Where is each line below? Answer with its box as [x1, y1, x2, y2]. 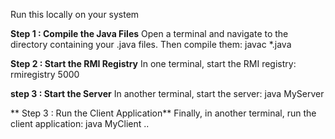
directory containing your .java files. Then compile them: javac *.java [10, 39, 292, 50]
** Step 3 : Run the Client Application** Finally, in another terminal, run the [10, 107, 317, 119]
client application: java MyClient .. [10, 118, 150, 129]
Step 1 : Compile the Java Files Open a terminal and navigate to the [10, 28, 289, 39]
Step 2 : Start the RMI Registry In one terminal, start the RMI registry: [10, 58, 297, 69]
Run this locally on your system [10, 9, 140, 20]
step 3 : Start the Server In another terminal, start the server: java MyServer [10, 88, 325, 99]
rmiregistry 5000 [10, 69, 80, 80]
